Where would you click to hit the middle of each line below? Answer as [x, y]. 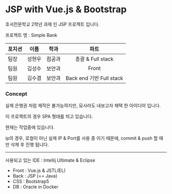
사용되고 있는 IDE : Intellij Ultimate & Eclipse [50, 160]
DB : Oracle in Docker [36, 187]
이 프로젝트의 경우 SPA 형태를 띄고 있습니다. [49, 117]
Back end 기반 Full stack [94, 78]
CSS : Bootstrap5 [31, 181]
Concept [16, 94]
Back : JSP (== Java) [35, 176]
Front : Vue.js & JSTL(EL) [39, 170]
